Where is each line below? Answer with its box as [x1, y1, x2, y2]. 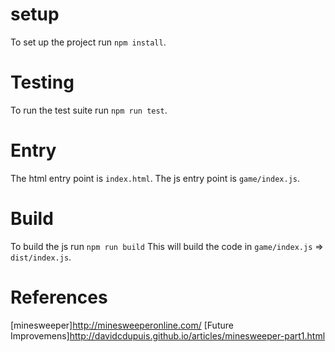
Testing [10, 71, 75, 94]
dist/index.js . [10, 251, 72, 263]
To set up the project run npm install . [10, 36, 167, 48]
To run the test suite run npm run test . [10, 104, 168, 116]
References [10, 286, 108, 308]
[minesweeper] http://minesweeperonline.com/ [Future [10, 319, 234, 331]
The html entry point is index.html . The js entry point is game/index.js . [10, 172, 301, 184]
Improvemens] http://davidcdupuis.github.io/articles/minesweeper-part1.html [10, 329, 326, 342]
